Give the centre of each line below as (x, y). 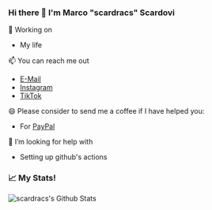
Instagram (36, 88)
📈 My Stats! (32, 178)
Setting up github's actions (63, 157)
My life (31, 45)
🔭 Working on (30, 30)
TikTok (30, 96)
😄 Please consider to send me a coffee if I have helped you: (106, 111)
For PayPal (37, 126)
